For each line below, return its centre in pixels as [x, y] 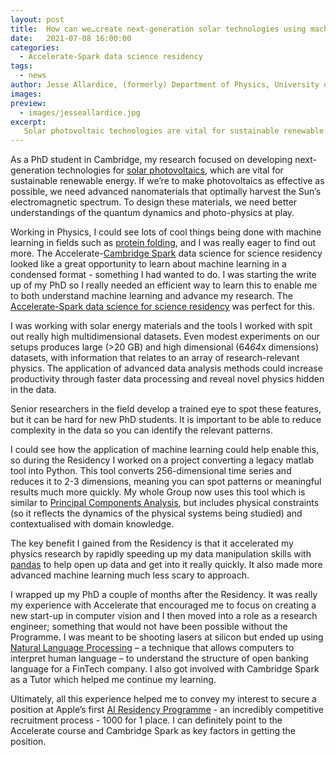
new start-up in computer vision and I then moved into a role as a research [164, 616]
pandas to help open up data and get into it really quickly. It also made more [166, 565]
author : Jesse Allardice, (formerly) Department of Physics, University [165, 85]
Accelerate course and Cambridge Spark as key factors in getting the [153, 731]
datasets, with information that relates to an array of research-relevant [155, 358]
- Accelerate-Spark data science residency [111, 57]
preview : [28, 103]
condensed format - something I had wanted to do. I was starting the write [163, 275]
